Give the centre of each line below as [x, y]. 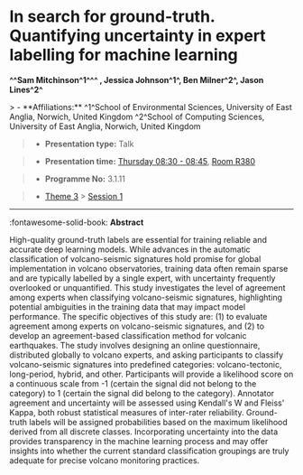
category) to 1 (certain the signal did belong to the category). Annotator [142, 393]
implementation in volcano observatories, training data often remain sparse [149, 268]
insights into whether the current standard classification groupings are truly [149, 451]
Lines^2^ [26, 89]
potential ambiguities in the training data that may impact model [128, 307]
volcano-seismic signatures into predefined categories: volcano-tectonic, [146, 364]
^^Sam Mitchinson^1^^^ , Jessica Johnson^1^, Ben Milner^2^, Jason [137, 79]
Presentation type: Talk [89, 144]
